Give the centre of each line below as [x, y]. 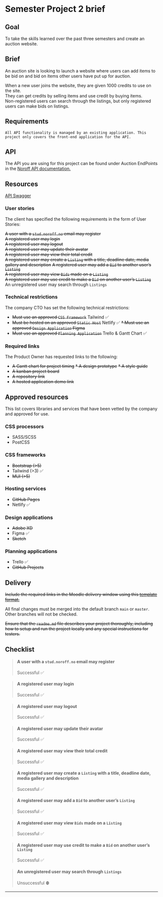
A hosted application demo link [43, 382]
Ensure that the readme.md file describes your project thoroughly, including [79, 624]
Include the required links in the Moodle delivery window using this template [81, 595]
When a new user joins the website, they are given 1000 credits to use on [78, 85]
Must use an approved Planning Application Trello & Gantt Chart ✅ [79, 333]
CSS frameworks [25, 455]
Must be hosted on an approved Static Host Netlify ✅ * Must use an [81, 322]
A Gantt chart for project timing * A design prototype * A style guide [80, 366]
